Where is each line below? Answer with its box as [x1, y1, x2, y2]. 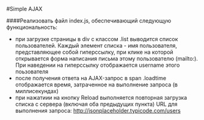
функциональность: [6, 24, 58, 31]
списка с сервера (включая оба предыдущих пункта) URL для [15, 100, 178, 108]
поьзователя [15, 68, 49, 75]
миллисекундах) [15, 88, 59, 94]
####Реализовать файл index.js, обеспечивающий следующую [6, 17, 172, 24]
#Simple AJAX [6, 6, 43, 12]
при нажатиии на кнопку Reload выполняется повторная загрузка [15, 94, 188, 101]
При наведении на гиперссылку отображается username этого [15, 61, 180, 69]
